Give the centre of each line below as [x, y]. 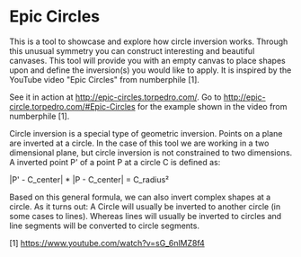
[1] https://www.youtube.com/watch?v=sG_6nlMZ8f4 [107, 243]
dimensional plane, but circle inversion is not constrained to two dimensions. [151, 152]
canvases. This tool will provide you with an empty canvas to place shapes [147, 60]
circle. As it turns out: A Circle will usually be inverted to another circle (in [145, 206]
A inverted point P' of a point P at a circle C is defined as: [115, 162]
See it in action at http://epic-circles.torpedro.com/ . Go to [115, 97]
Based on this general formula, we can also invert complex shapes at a [140, 197]
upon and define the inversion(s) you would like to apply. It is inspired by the [150, 70]
